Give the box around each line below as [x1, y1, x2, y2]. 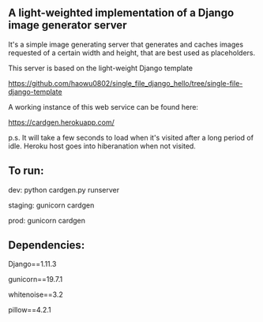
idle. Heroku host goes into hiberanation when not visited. [8, 141, 196, 151]
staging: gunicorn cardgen [8, 200, 95, 210]
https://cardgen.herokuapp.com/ [8, 118, 115, 127]
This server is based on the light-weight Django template [8, 63, 193, 73]
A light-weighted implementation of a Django [8, 6, 235, 20]
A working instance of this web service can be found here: [8, 102, 199, 111]
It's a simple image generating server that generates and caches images [8, 39, 243, 49]
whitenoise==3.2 [8, 290, 63, 299]
